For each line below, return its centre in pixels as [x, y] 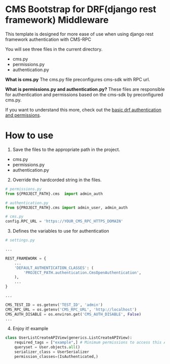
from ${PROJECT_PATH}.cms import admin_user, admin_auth [67, 207]
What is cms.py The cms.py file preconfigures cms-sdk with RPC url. [78, 79]
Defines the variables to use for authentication [61, 231]
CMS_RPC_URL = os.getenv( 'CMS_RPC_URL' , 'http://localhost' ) [71, 309]
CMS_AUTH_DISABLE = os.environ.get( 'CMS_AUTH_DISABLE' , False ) [73, 314]
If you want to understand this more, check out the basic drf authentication [83, 110]
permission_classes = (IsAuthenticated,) [56, 356]
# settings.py [20, 240]
